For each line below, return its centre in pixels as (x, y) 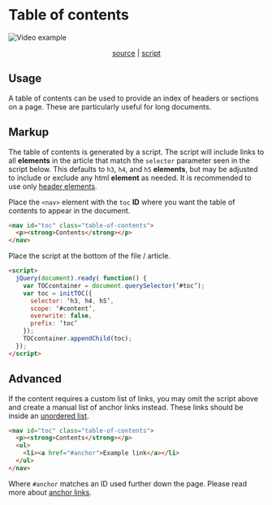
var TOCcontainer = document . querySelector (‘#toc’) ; (114, 285)
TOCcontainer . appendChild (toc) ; (78, 339)
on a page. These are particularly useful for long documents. (110, 106)
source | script (136, 53)
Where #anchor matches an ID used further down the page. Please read (128, 483)
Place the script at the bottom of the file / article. (89, 256)
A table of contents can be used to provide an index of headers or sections (134, 98)
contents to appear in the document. (69, 210)
